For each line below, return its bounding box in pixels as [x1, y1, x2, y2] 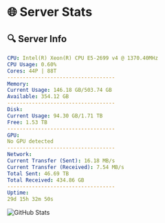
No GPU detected [7, 138, 54, 145]
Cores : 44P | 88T [7, 67, 57, 75]
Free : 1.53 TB [7, 119, 48, 126]
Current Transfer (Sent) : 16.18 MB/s [7, 157, 115, 164]
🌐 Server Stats [7, 4, 93, 20]
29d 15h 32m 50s [7, 196, 54, 203]
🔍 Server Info [7, 32, 67, 45]
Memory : [7, 80, 30, 87]
